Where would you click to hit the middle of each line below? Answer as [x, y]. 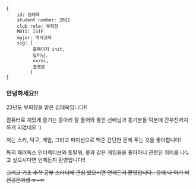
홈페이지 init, [49, 49]
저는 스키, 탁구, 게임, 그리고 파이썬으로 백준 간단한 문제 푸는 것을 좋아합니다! [94, 140]
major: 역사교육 [34, 38]
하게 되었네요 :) [24, 127]
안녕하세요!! [22, 93]
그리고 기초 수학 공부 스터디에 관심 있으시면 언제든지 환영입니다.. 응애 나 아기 [95, 172]
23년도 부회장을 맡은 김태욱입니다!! [47, 107]
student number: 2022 [43, 20]
